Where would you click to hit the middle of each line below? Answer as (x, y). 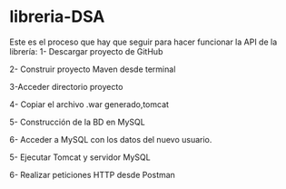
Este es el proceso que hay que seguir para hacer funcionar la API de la (143, 42)
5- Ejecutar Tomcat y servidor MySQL (80, 157)
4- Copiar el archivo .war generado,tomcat (89, 104)
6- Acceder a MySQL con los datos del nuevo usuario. (111, 139)
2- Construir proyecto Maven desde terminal (93, 69)
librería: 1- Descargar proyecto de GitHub (86, 51)
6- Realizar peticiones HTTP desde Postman (92, 174)
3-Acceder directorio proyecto (66, 86)
